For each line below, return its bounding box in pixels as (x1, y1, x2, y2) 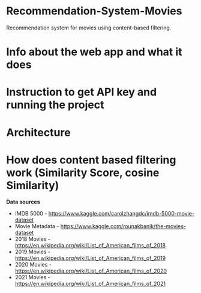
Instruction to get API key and (6, 85, 157, 99)
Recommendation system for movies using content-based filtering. (6, 24, 172, 31)
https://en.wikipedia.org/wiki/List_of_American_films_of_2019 (14, 255, 166, 262)
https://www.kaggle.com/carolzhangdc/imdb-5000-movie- (48, 210, 195, 217)
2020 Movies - (14, 261, 52, 268)
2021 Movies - (14, 274, 51, 281)
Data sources (6, 198, 40, 205)
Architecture (6, 125, 71, 139)
